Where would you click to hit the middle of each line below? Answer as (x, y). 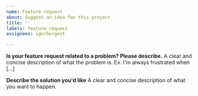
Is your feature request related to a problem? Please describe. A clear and (99, 56)
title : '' (18, 23)
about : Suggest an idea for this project (58, 17)
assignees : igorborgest (36, 34)
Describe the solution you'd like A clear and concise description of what (96, 80)
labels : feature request (37, 28)
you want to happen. (31, 86)
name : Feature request (34, 12)
